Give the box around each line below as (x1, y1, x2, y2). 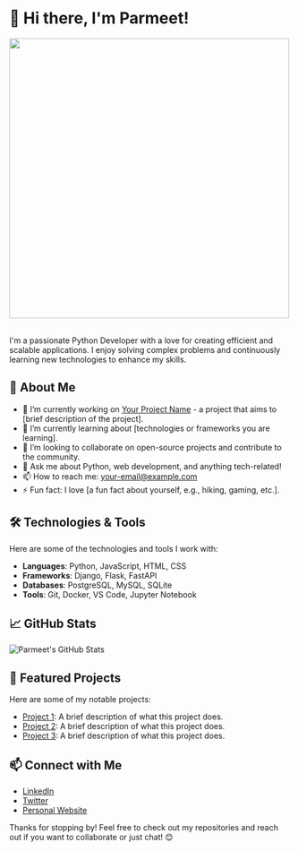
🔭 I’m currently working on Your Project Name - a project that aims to (21, 403, 277, 415)
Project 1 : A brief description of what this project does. (21, 711, 224, 722)
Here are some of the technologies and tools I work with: (9, 543, 218, 554)
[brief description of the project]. (21, 413, 144, 424)
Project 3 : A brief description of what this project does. (21, 730, 226, 742)
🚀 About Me (9, 380, 76, 395)
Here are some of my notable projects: (9, 694, 151, 705)
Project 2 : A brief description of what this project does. (21, 721, 226, 732)
